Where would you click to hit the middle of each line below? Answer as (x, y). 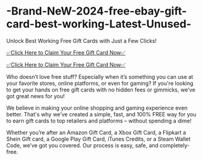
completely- (175, 145)
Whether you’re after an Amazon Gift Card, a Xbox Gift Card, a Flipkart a (96, 132)
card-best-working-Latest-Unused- (99, 24)
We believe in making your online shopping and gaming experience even (97, 108)
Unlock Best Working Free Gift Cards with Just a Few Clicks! (82, 41)
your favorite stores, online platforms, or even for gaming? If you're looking (100, 83)
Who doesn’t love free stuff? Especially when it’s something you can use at (100, 76)
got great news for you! (35, 96)
